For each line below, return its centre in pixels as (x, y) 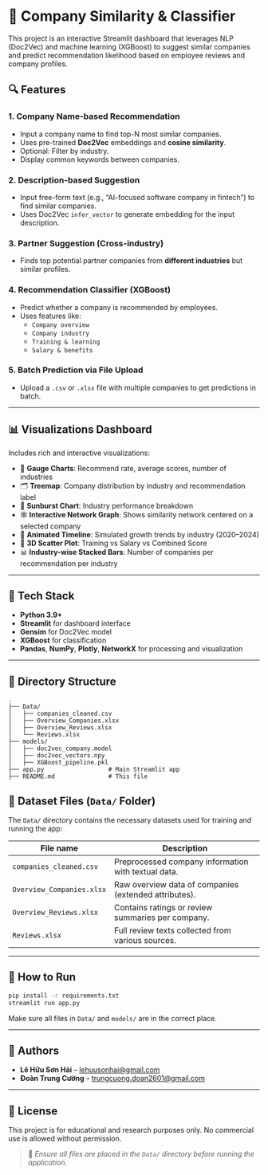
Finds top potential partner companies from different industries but (131, 261)
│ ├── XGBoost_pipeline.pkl (59, 763)
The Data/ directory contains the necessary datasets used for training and (130, 820)
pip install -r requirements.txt (64, 996)
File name (59, 848)
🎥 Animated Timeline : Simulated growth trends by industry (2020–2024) (139, 534)
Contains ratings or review (164, 908)
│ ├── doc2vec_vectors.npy (57, 756)
